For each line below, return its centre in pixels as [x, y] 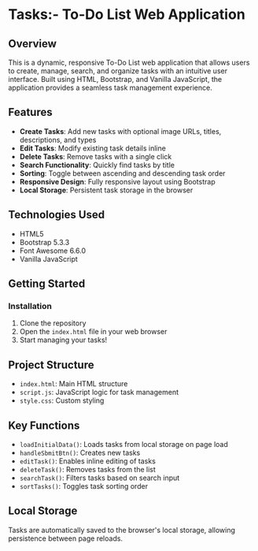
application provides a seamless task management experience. [110, 87]
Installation [30, 306]
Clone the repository [53, 323]
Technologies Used [56, 215]
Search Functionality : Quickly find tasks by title [97, 165]
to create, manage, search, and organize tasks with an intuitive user [118, 71]
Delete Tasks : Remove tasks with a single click [96, 156]
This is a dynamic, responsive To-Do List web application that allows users [129, 62]
